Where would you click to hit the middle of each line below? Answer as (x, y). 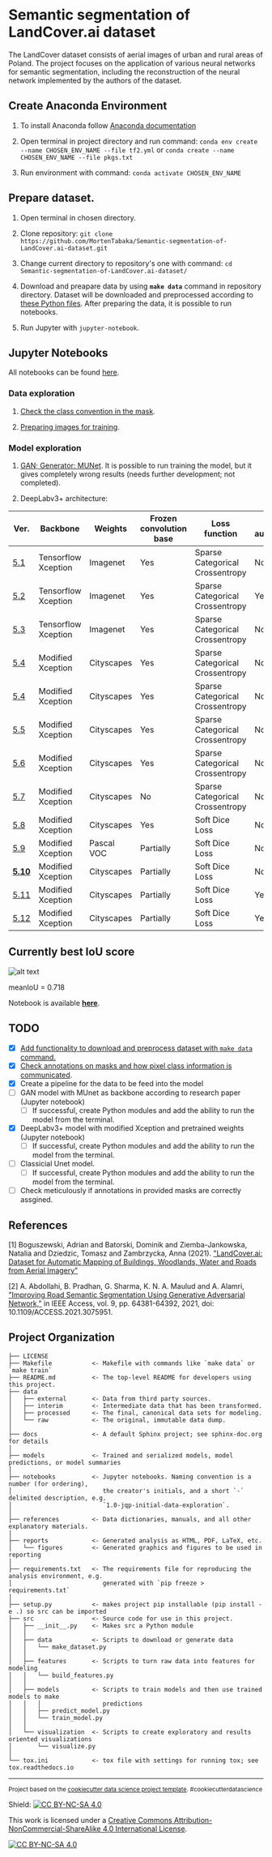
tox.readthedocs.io (41, 1767)
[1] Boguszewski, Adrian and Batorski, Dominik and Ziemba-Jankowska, (128, 1245)
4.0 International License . (145, 1829)
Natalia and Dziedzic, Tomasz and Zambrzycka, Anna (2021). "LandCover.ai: (136, 1253)
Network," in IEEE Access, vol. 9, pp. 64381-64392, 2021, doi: (111, 1303)
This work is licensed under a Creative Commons (90, 1820)
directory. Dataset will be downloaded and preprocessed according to (136, 294)
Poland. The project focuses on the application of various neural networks (132, 63)
